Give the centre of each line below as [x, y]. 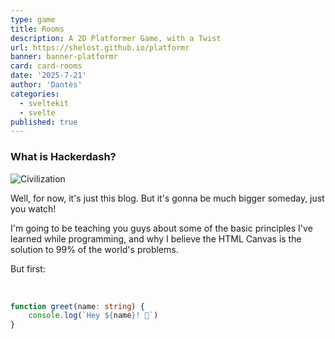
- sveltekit [44, 103]
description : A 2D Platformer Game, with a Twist [116, 38]
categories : [35, 94]
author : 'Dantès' [46, 85]
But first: [28, 268]
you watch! [33, 208]
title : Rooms [37, 29]
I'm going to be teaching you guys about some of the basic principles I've [161, 228]
